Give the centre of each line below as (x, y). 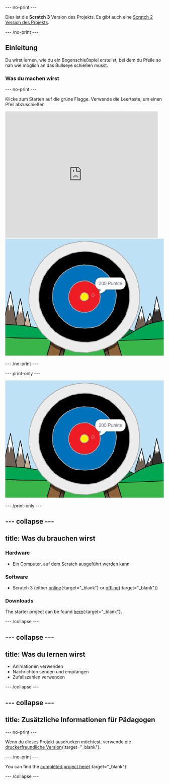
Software (17, 577)
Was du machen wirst (32, 78)
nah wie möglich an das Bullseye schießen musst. (57, 65)
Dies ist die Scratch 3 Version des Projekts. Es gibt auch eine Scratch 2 (79, 17)
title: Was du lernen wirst (45, 655)
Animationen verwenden (38, 666)
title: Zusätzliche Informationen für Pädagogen (80, 720)
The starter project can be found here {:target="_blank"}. (64, 612)
